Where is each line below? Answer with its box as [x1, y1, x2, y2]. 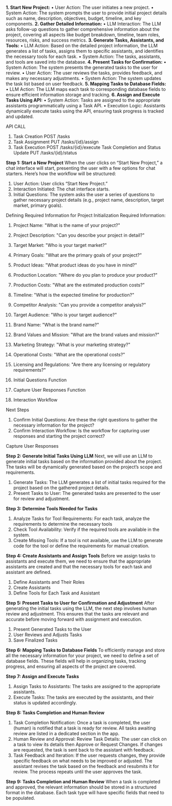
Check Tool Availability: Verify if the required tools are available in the [13, 526, 160, 532]
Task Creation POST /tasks [13, 133, 71, 139]
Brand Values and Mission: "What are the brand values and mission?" [13, 332, 160, 338]
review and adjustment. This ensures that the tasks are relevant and [6, 611, 149, 617]
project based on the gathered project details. [13, 485, 110, 491]
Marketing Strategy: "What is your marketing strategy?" [13, 341, 131, 348]
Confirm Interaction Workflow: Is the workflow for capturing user [13, 428, 150, 433]
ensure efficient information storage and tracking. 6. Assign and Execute [6, 92, 160, 98]
